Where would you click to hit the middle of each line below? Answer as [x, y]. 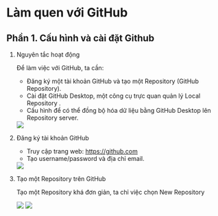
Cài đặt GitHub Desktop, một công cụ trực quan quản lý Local [113, 96]
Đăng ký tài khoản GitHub [53, 138]
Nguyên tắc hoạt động [48, 54]
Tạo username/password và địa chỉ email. [85, 159]
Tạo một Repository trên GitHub [61, 179]
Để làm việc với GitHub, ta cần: [60, 68]
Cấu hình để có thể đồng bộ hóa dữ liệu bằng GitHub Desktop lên [119, 110]
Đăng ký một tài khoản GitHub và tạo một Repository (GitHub [113, 81]
